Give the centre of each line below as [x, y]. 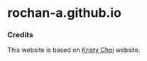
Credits [20, 35]
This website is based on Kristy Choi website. [74, 50]
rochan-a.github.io [65, 13]
